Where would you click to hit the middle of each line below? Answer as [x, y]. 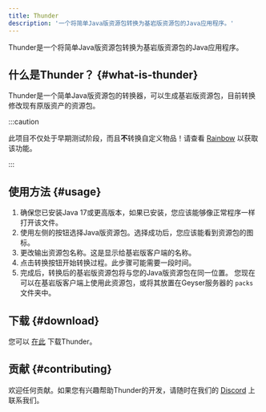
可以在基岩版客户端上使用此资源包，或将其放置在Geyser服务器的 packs [137, 283]
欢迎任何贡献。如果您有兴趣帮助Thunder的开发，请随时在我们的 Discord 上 [132, 390]
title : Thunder [34, 16]
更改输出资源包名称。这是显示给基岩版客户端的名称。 [108, 253]
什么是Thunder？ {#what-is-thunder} [103, 74]
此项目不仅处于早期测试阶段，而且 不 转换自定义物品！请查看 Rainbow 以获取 [133, 138]
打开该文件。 [41, 222]
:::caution [24, 122]
